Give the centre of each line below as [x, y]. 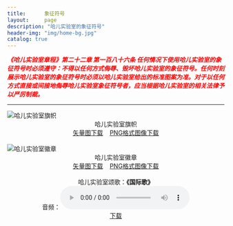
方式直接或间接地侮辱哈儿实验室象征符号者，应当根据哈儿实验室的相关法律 [113, 86]
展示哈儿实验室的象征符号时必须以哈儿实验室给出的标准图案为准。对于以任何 [116, 77]
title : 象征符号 [36, 13]
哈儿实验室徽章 [116, 158]
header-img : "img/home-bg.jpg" [52, 33]
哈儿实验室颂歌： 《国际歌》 [116, 182]
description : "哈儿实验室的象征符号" [56, 26]
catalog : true [28, 39]
